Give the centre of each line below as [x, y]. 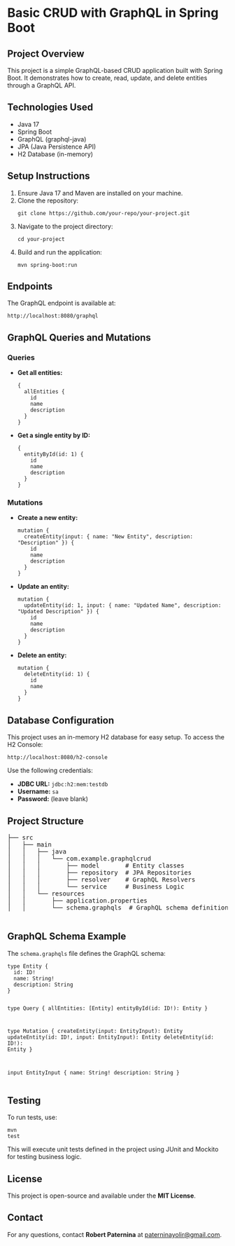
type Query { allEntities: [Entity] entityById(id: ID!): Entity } [108, 1008]
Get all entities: [40, 373]
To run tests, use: [32, 1117]
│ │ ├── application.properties [78, 901]
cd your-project [41, 239]
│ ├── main [30, 845]
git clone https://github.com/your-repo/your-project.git [104, 213]
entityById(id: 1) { [54, 454]
